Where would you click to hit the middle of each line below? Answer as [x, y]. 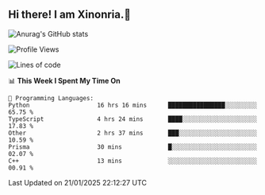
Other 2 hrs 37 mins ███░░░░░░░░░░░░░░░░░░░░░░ [133, 133]
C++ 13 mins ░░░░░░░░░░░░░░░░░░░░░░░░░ [133, 161]
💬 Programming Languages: [51, 98]
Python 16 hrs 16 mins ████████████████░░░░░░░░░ [133, 105]
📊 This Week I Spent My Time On [64, 80]
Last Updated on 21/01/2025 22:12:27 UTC [77, 182]
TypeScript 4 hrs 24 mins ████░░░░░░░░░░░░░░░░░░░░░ [133, 119]
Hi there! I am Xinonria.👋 [70, 15]
